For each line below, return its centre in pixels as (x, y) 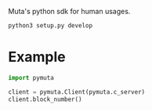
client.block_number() (45, 99)
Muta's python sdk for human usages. (69, 11)
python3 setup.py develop (50, 26)
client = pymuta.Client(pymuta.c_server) (77, 92)
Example (37, 57)
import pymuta (31, 77)
